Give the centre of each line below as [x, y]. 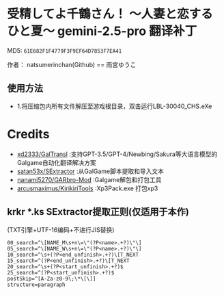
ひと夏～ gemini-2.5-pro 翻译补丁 [102, 31]
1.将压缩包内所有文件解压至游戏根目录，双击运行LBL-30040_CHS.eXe [114, 106]
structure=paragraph [37, 285]
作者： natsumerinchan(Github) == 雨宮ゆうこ [72, 64]
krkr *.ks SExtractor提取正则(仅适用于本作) [98, 212]
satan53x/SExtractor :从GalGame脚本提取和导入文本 [90, 171]
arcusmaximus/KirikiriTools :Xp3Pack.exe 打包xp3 [87, 188]
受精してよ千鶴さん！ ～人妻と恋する [110, 14]
